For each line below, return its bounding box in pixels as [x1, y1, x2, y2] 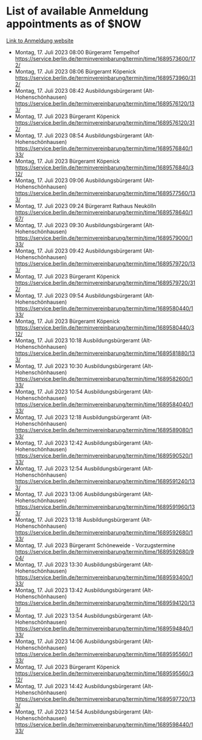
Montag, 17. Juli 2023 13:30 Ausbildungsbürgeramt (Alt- [14, 560, 153, 568]
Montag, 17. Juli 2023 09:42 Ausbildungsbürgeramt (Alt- [14, 247, 155, 254]
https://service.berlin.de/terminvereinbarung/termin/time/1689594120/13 [14, 599, 195, 606]
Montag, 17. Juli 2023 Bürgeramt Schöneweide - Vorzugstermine [14, 541, 176, 549]
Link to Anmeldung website [6, 37, 74, 44]
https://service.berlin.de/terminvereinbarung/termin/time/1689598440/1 [14, 721, 194, 728]
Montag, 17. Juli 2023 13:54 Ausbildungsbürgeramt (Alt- [14, 612, 153, 619]
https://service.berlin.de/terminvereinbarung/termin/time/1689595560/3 [14, 669, 194, 677]
